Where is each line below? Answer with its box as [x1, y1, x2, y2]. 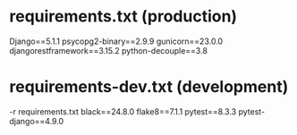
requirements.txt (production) [9, 6, 238, 27]
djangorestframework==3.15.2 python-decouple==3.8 [9, 45, 208, 55]
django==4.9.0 [9, 115, 64, 126]
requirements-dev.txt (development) [9, 77, 289, 97]
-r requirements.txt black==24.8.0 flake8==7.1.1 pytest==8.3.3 [9, 105, 237, 117]
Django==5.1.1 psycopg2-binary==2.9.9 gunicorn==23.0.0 [9, 36, 224, 46]
